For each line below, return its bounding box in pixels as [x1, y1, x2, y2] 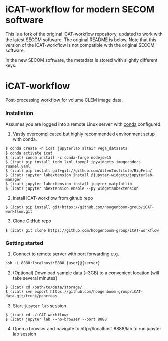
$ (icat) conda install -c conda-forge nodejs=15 [5, 155, 112, 160]
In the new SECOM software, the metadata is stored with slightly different [5, 57, 158, 63]
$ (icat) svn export [5, 289, 49, 294]
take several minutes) [12, 275, 58, 281]
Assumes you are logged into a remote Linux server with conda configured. [5, 121, 162, 127]
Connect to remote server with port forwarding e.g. [12, 251, 119, 257]
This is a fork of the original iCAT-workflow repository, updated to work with [5, 31, 163, 37]
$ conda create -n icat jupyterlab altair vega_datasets [5, 146, 128, 151]
